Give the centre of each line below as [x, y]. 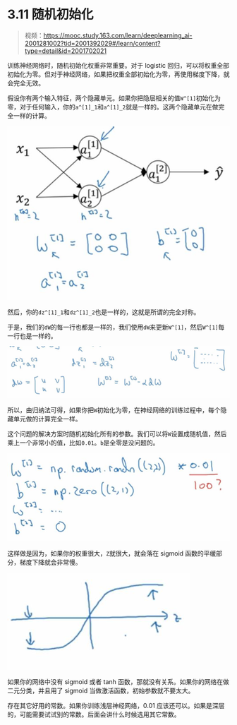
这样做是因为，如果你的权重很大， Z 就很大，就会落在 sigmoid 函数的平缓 [112, 553]
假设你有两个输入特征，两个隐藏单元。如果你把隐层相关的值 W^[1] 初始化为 [114, 98]
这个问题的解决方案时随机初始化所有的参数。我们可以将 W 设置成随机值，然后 [117, 434]
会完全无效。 [26, 83]
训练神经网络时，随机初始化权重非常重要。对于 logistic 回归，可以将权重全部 [118, 65]
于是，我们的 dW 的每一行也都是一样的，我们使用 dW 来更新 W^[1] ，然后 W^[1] [113, 327]
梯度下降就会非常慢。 [50, 562]
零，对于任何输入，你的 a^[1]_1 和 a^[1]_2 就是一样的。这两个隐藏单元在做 [113, 107]
